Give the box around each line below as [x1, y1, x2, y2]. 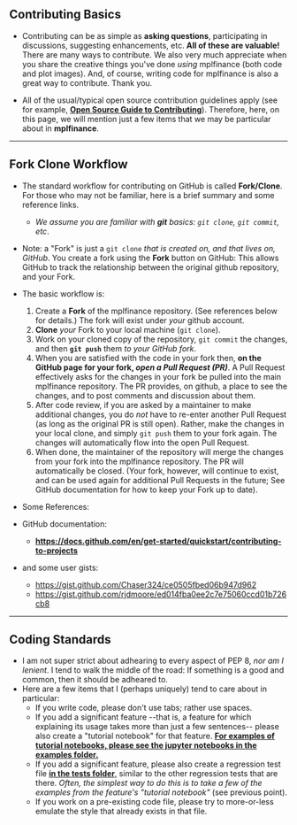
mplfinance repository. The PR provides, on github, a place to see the [34, 381, 288, 391]
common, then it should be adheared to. [21, 675, 168, 685]
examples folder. [34, 750, 99, 760]
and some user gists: [21, 562, 99, 573]
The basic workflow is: [21, 288, 105, 299]
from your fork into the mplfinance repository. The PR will [34, 456, 245, 466]
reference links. [21, 199, 80, 210]
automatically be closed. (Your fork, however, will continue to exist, [34, 465, 279, 476]
